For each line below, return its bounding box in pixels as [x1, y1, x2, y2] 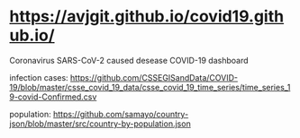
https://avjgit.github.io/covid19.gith [9, 6, 285, 27]
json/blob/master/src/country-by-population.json [9, 118, 191, 129]
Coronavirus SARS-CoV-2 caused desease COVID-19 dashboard [9, 55, 250, 65]
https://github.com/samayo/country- [52, 108, 189, 119]
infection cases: [9, 72, 69, 82]
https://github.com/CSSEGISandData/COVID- [70, 72, 239, 82]
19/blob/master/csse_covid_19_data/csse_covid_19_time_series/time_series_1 [9, 82, 291, 92]
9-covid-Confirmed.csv [9, 91, 97, 102]
